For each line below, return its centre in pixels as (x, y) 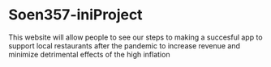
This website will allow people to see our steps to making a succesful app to (135, 37)
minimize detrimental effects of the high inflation (89, 54)
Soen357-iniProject (76, 15)
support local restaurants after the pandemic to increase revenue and (125, 45)
